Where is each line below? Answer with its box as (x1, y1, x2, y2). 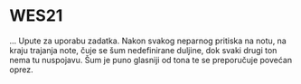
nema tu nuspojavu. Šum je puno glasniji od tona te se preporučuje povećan (9, 54, 292, 65)
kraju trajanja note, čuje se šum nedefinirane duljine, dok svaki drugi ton (9, 44, 277, 55)
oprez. (9, 64, 33, 75)
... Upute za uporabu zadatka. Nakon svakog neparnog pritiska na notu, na (9, 35, 287, 46)
